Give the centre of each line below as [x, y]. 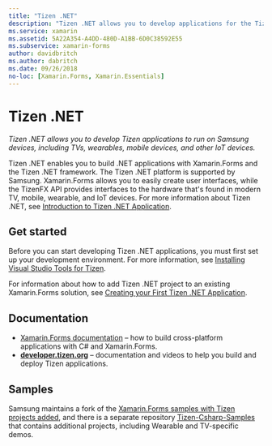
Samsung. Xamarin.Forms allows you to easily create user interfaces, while [133, 180]
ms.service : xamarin [43, 31]
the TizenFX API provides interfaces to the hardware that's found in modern [135, 189]
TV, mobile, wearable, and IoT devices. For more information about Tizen [130, 197]
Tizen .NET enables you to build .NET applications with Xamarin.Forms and [133, 163]
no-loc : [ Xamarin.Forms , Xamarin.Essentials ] [86, 76]
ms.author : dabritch [43, 62]
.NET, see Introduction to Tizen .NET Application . [90, 206]
